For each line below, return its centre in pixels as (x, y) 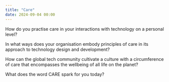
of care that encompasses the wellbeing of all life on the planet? (72, 64)
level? (11, 34)
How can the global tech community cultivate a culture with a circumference (84, 59)
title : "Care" (20, 10)
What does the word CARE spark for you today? (55, 74)
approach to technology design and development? (58, 49)
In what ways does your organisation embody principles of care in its (77, 44)
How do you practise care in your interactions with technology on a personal (84, 29)
